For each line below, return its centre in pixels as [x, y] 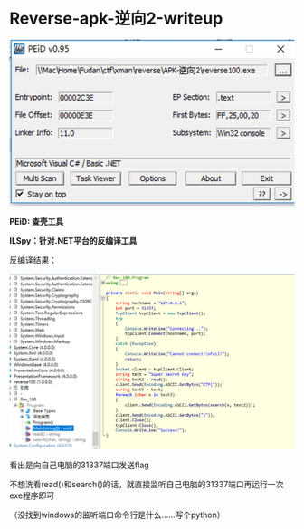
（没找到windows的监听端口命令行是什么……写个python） [117, 515]
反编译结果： [33, 260]
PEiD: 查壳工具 [37, 222]
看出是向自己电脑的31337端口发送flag [79, 465]
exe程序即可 [32, 495]
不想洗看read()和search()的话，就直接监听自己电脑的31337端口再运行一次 [147, 484]
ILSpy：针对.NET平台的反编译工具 [73, 241]
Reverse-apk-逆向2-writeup [116, 19]
